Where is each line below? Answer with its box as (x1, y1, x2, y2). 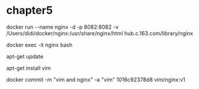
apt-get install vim (6, 64, 51, 72)
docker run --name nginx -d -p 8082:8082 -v (6, 23, 119, 30)
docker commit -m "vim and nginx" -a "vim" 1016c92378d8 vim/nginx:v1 (6, 76, 185, 83)
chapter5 (6, 4, 53, 17)
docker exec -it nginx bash (6, 41, 73, 48)
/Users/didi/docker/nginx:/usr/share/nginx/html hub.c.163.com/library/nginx (6, 29, 194, 36)
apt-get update (6, 53, 44, 60)
